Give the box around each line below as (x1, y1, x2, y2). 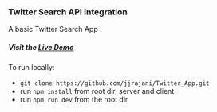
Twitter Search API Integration (8, 6, 128, 17)
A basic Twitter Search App (8, 25, 98, 34)
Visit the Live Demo (8, 42, 74, 52)
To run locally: (8, 63, 55, 72)
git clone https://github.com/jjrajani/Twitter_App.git (19, 79, 210, 87)
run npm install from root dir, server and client (19, 87, 175, 96)
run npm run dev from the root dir (19, 95, 128, 105)
